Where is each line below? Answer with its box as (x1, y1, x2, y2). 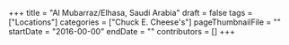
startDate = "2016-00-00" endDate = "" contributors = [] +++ (8, 26, 235, 36)
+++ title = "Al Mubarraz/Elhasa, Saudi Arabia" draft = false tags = (8, 8, 253, 18)
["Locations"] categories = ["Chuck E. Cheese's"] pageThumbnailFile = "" (8, 17, 282, 27)
